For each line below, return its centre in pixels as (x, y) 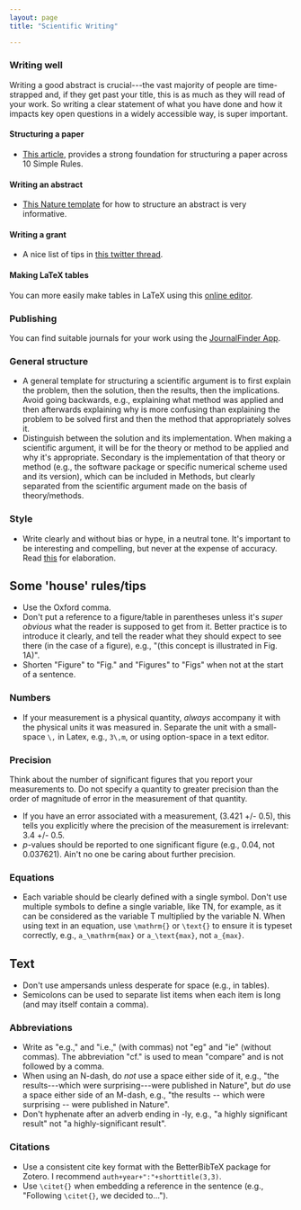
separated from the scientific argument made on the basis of (135, 486)
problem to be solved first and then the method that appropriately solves (157, 419)
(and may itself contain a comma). (85, 1005)
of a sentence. (49, 675)
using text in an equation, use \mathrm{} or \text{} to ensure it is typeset (157, 926)
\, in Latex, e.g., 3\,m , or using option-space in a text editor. (158, 736)
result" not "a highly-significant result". (94, 1124)
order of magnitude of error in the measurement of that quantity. (128, 798)
